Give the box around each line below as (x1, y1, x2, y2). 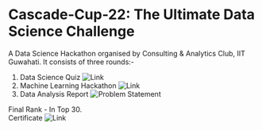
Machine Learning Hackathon (19, 81, 117, 90)
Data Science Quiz (19, 72, 81, 82)
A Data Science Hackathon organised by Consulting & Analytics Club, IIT (8, 48, 246, 58)
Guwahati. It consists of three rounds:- (8, 57, 135, 67)
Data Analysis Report (19, 89, 89, 98)
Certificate (8, 113, 44, 122)
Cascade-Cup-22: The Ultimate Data (8, 6, 256, 24)
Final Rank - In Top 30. (8, 105, 83, 114)
